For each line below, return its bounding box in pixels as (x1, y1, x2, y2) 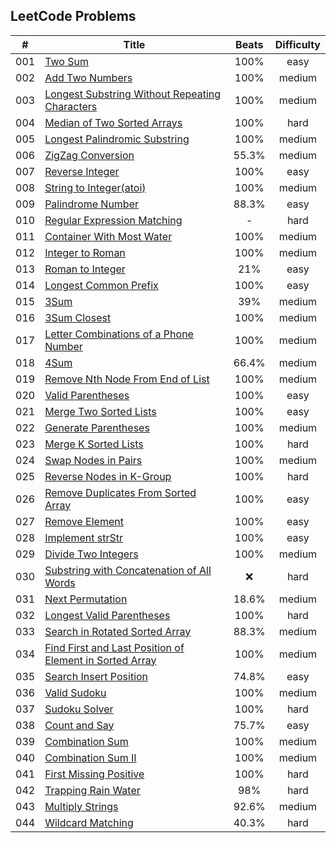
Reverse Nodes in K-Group (44, 469, 172, 483)
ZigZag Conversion (44, 148, 135, 162)
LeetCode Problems (10, 8, 137, 25)
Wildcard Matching (44, 815, 134, 829)
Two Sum (44, 54, 89, 68)
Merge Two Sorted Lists (44, 404, 157, 418)
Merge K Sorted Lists (44, 437, 144, 451)
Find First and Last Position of (44, 640, 185, 654)
